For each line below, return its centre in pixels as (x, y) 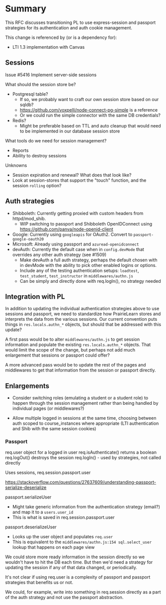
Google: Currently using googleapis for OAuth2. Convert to (72, 234)
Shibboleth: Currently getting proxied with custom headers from (78, 213)
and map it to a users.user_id (43, 512)
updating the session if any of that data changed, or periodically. (71, 568)
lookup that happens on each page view (53, 547)
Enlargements (27, 386)
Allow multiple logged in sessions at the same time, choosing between (84, 418)
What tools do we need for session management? (56, 140)
